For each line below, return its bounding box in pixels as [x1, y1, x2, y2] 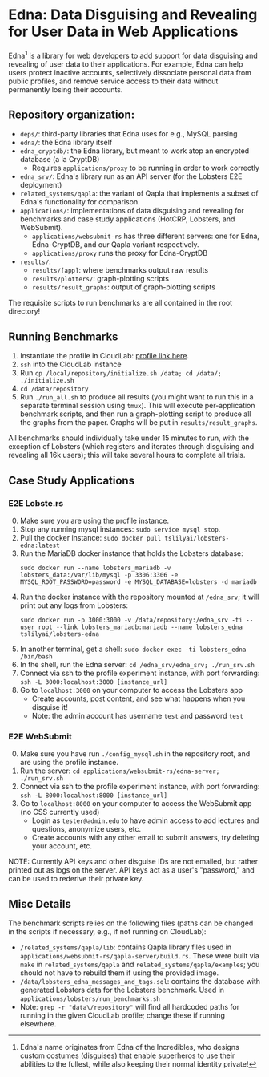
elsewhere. [19, 1019, 57, 1029]
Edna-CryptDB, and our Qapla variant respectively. [31, 240, 199, 249]
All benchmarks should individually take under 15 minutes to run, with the [8, 433, 250, 443]
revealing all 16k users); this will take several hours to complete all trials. [8, 451, 246, 460]
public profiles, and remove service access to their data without [8, 76, 219, 86]
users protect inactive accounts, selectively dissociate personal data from [8, 67, 252, 77]
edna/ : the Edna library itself [19, 138, 113, 148]
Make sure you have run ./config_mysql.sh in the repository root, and [19, 749, 251, 759]
